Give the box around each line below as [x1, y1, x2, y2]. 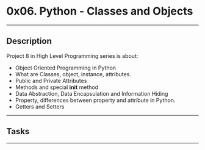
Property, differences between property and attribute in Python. [15, 96, 176, 104]
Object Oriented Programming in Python [15, 64, 117, 71]
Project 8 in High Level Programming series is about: [6, 52, 138, 59]
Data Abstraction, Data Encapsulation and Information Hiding [15, 90, 168, 97]
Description [6, 36, 52, 46]
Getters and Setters [15, 102, 65, 110]
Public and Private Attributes [15, 77, 87, 84]
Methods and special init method [15, 84, 99, 91]
